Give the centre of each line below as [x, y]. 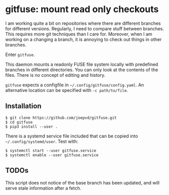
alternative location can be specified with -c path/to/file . [67, 90]
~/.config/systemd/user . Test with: [42, 141]
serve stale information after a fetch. [43, 188]
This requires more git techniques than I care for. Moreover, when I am [79, 34]
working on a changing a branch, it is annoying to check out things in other [83, 39]
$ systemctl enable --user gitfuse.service [52, 155]
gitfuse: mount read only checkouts [82, 9]
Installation [23, 106]
